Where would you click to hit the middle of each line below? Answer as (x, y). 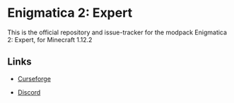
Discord (29, 92)
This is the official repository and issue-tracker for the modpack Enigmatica (117, 32)
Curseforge (34, 78)
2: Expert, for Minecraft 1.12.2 (50, 39)
